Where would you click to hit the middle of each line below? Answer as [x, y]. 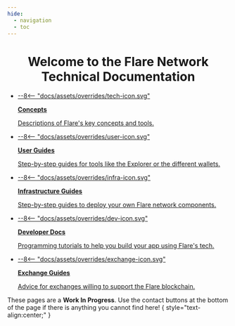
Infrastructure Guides [50, 191]
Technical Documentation [118, 76]
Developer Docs [41, 232]
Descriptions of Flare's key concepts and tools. [86, 123]
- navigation [33, 20]
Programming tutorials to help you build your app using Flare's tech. [116, 246]
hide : [15, 14]
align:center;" [27, 315]
